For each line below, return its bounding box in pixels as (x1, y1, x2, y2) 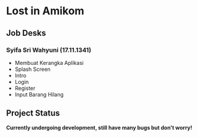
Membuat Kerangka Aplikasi (14, 59, 84, 66)
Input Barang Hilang (14, 91, 64, 98)
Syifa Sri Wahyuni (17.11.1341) (6, 46, 92, 54)
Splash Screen (14, 66, 51, 73)
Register (14, 85, 36, 92)
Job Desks (6, 28, 46, 38)
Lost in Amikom (6, 4, 84, 18)
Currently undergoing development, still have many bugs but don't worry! (6, 124, 193, 131)
